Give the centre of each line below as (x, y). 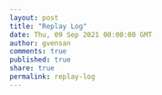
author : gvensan (40, 43)
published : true (40, 60)
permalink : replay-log (52, 77)
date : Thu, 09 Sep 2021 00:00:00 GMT (81, 34)
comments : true (38, 52)
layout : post (34, 18)
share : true (32, 69)
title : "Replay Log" (49, 26)
